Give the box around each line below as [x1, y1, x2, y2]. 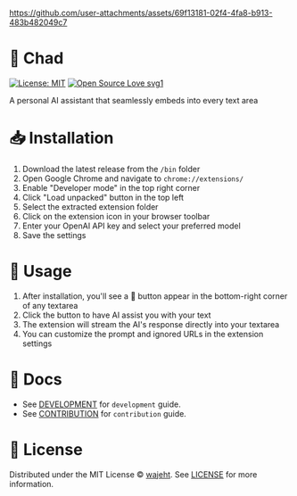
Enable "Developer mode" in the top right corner [21, 182, 201, 193]
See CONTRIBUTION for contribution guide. [21, 408, 187, 418]
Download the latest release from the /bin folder [21, 163, 201, 174]
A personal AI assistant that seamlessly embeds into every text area [9, 95, 259, 105]
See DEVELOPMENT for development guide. [21, 399, 181, 409]
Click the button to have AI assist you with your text [21, 310, 211, 320]
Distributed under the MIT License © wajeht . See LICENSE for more [9, 468, 258, 480]
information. [9, 478, 54, 489]
